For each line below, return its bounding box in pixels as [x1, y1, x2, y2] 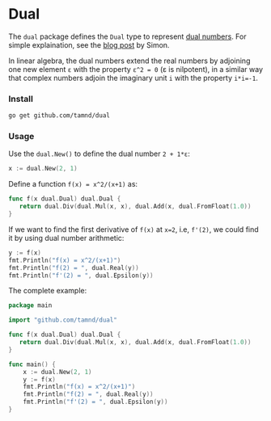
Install [8, 93, 34, 104]
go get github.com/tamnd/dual [8, 112, 111, 120]
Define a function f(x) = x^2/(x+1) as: [8, 179, 138, 189]
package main [8, 301, 53, 309]
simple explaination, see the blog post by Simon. [8, 40, 170, 49]
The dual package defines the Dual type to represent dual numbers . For [8, 32, 247, 41]
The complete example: [8, 286, 87, 296]
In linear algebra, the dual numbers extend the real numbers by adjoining [8, 56, 251, 65]
